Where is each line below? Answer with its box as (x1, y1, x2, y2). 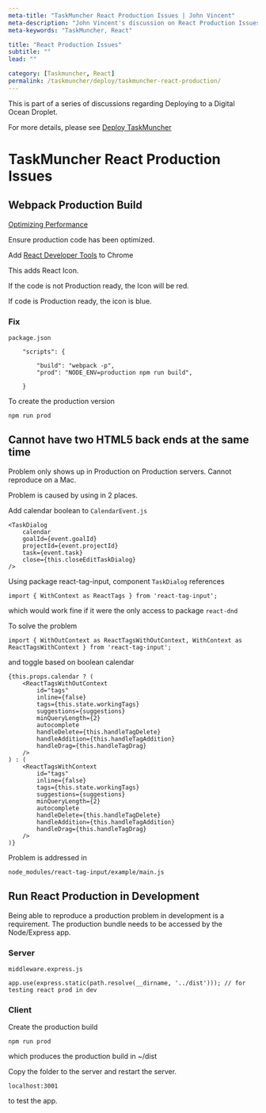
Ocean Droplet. (8, 107, 58, 116)
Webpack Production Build (8, 199, 142, 212)
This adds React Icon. (8, 265, 79, 275)
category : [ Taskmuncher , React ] (8, 70, 115, 78)
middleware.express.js (8, 965, 83, 973)
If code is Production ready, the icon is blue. (8, 296, 152, 306)
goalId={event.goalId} (22, 535, 97, 543)
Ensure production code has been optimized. (8, 234, 155, 244)
